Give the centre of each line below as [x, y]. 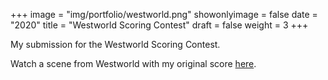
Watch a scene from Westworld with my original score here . [133, 63]
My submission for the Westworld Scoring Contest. [115, 44]
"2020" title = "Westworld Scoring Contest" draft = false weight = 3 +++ [159, 25]
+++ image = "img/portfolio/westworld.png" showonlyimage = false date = [164, 14]
